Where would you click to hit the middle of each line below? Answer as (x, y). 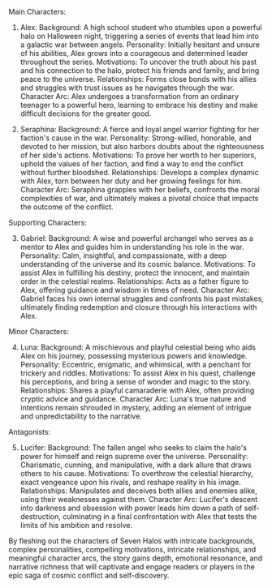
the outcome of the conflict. (67, 207)
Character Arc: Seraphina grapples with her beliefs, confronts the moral (140, 189)
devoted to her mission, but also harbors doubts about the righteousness (142, 146)
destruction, (40, 517)
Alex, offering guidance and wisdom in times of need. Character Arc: (135, 290)
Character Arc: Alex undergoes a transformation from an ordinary (130, 96)
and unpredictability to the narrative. (81, 416)
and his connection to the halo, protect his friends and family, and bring (140, 71)
